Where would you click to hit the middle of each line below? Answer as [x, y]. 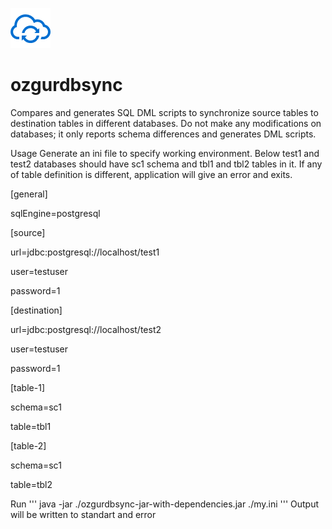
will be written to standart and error [83, 514]
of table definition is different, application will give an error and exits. [151, 174]
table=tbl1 [31, 426]
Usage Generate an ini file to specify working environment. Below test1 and [165, 153]
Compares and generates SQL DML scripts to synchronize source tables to [164, 112]
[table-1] [27, 387]
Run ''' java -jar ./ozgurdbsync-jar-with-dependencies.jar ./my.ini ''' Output [165, 504]
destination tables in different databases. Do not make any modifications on [166, 123]
